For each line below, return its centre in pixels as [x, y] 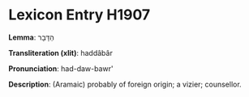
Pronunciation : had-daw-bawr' [61, 68]
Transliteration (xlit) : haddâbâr [61, 53]
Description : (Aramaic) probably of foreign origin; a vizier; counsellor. [125, 84]
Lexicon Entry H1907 [79, 15]
